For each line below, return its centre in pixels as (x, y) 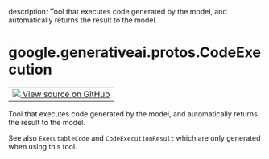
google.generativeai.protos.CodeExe (135, 53)
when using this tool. (43, 146)
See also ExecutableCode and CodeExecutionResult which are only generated (134, 138)
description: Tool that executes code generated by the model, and (118, 12)
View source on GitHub (66, 94)
